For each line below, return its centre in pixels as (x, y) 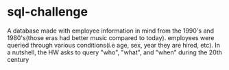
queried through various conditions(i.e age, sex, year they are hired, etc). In (114, 45)
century (18, 59)
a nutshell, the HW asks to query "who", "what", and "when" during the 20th (115, 52)
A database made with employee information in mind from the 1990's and (111, 31)
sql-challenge (47, 12)
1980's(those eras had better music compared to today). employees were (111, 37)
